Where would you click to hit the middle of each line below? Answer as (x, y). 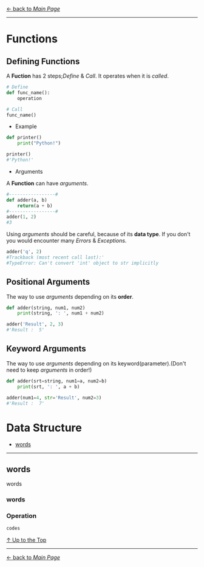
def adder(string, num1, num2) (46, 308)
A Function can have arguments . (48, 183)
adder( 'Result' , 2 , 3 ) (35, 324)
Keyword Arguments (46, 349)
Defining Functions (43, 61)
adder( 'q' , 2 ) (24, 252)
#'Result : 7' (25, 403)
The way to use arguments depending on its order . (70, 296)
